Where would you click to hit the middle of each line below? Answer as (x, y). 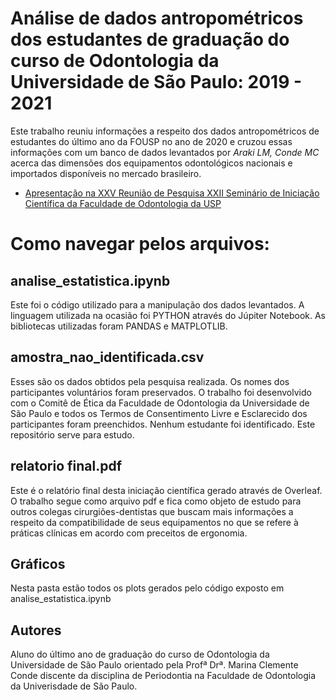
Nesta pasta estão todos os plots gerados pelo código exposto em (147, 588)
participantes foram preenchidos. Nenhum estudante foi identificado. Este (163, 424)
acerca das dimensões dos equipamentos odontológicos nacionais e (151, 163)
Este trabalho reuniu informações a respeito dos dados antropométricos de (165, 131)
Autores (36, 630)
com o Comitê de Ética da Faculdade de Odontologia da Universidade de (160, 403)
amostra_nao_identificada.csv (107, 357)
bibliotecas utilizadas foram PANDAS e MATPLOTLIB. (119, 326)
